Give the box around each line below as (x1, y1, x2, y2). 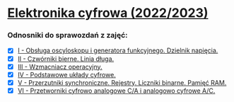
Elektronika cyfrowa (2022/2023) (7, 5, 209, 21)
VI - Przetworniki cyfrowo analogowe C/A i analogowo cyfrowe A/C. (17, 86, 216, 95)
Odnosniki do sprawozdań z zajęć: (7, 30, 129, 40)
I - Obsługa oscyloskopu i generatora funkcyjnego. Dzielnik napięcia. (17, 46, 218, 55)
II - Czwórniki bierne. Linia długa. (17, 55, 115, 63)
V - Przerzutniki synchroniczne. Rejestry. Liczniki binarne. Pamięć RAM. (17, 78, 227, 86)
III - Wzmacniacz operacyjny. (17, 62, 103, 71)
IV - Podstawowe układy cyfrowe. (17, 70, 117, 79)
